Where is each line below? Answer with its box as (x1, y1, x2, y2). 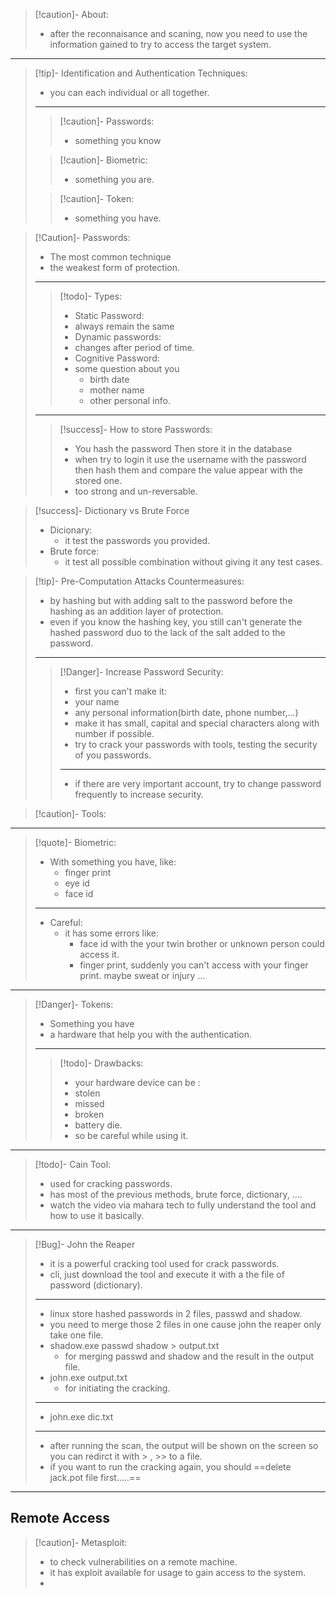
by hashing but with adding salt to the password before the (49, 595, 293, 606)
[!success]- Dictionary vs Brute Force (34, 505, 190, 516)
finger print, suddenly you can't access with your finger (79, 959, 309, 971)
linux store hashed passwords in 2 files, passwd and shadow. (49, 1308, 303, 1319)
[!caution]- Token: (59, 193, 135, 204)
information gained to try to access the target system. (49, 39, 272, 50)
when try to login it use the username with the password (74, 454, 307, 465)
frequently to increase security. (74, 789, 204, 800)
